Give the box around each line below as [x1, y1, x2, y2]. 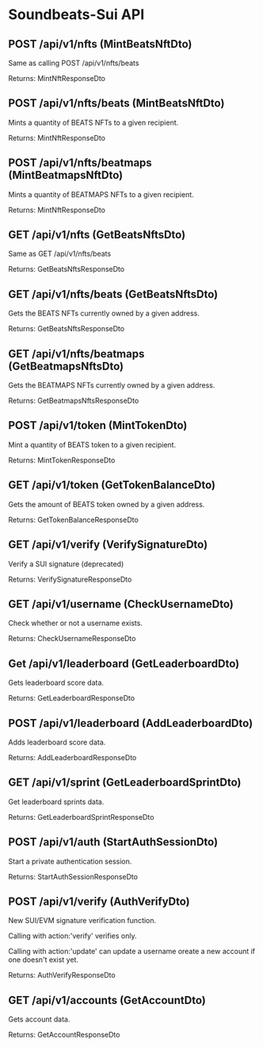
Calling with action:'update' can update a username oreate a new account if [8, 947, 256, 956]
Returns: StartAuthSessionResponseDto [8, 871, 139, 881]
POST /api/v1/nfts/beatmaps [8, 156, 152, 170]
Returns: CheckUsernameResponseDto [8, 634, 136, 643]
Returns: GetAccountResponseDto [8, 1030, 120, 1040]
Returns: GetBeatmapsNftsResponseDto [8, 396, 139, 406]
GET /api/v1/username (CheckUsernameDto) [8, 597, 234, 611]
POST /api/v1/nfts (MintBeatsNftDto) [8, 37, 192, 51]
